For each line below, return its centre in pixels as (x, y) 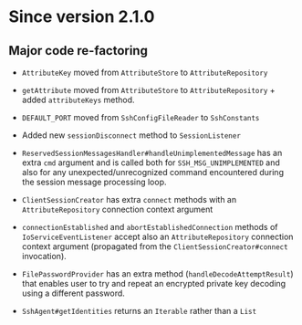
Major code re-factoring (78, 51)
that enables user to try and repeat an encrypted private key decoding (154, 283)
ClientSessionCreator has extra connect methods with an (129, 199)
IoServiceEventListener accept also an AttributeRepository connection (157, 236)
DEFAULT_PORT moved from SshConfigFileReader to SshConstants (141, 117)
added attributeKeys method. (78, 100)
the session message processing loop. (94, 182)
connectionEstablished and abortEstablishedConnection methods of (150, 227)
